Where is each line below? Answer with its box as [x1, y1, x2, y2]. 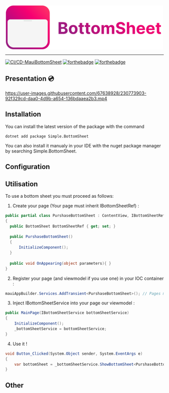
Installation [5, 110, 41, 119]
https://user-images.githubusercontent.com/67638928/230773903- [5, 90, 147, 96]
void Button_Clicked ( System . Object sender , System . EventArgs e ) [5, 351, 143, 356]
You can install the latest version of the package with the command [5, 123, 145, 129]
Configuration [5, 163, 50, 171]
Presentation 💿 [5, 74, 54, 83]
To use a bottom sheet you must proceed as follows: [5, 193, 114, 199]
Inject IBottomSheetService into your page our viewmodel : [12, 300, 135, 306]
